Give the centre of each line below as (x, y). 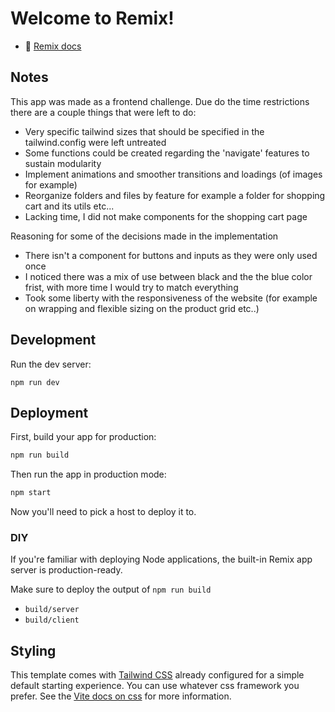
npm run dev (35, 382)
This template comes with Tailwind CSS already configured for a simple (157, 675)
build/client (52, 620)
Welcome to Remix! (92, 18)
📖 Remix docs (53, 46)
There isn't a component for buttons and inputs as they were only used (171, 255)
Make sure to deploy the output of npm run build (111, 589)
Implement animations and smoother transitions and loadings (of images (173, 174)
